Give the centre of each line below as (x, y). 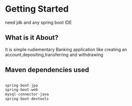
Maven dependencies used (47, 70)
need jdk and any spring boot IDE (38, 22)
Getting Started (37, 9)
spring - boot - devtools (27, 99)
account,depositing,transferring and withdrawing (54, 54)
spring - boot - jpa (21, 85)
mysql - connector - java (27, 94)
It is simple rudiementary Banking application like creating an (66, 49)
